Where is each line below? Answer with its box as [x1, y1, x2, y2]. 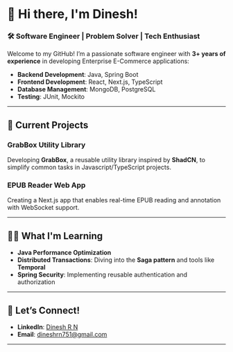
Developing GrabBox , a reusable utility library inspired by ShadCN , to [7, 156, 206, 164]
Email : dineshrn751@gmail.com [17, 331, 107, 339]
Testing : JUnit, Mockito [17, 93, 85, 101]
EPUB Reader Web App [7, 180, 86, 190]
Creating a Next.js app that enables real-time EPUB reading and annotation [7, 196, 221, 204]
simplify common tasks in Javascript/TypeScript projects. [7, 163, 172, 172]
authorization [17, 278, 55, 286]
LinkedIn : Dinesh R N [17, 323, 78, 331]
